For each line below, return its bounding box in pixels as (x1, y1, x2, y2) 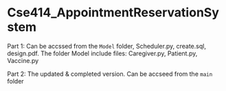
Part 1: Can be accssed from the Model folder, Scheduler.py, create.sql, (7, 42, 206, 50)
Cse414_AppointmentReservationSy (7, 5, 220, 21)
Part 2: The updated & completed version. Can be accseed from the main (7, 70, 213, 78)
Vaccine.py (7, 56, 39, 64)
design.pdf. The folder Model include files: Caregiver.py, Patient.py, (7, 49, 198, 57)
